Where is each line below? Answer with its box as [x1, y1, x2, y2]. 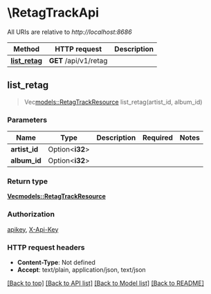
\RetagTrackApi [7, 5, 99, 21]
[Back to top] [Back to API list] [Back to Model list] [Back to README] [7, 279, 204, 287]
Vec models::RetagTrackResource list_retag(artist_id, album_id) [24, 98, 203, 106]
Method [13, 44, 40, 53]
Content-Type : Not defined [17, 258, 95, 266]
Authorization [7, 210, 55, 219]
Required [142, 133, 173, 143]
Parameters [7, 115, 47, 125]
